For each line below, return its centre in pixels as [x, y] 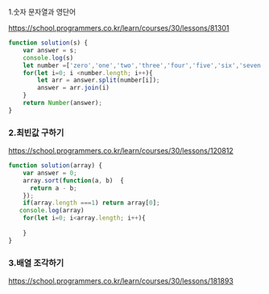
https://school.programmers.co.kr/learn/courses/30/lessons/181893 [121, 280]
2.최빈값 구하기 [36, 132]
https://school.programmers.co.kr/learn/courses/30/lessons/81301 [119, 28]
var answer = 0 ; [50, 173]
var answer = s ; [50, 50]
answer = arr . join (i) [74, 88]
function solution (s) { [48, 43]
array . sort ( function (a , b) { [74, 180]
